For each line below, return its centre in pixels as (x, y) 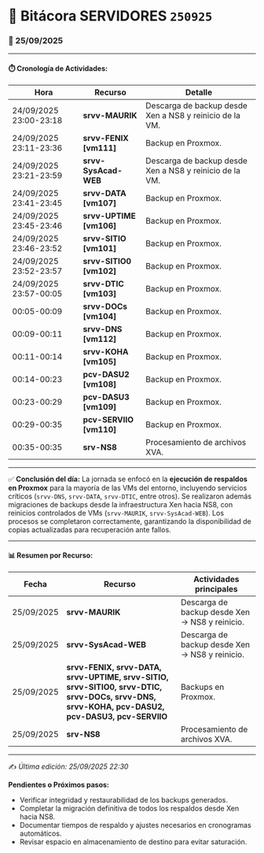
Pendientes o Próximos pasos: (59, 784)
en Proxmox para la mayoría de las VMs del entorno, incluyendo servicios (128, 488)
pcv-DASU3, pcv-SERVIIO (117, 716)
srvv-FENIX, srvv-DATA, (114, 667)
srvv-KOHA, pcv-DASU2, (115, 707)
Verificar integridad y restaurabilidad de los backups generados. (123, 799)
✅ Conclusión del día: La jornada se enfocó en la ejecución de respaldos (128, 479)
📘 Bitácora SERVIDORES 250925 (110, 16)
